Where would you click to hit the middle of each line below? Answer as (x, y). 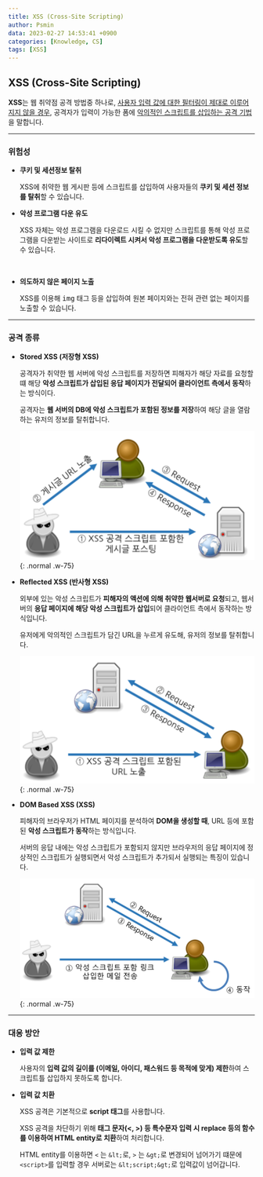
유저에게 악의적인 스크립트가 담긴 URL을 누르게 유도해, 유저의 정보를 (123, 635)
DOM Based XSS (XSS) (57, 804)
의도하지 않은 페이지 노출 (57, 282)
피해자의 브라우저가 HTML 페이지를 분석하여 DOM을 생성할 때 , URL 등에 (130, 821)
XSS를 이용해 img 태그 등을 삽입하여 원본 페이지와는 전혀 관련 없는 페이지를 (135, 298)
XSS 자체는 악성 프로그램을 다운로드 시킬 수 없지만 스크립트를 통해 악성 (128, 230)
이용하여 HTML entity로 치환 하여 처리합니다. (95, 1138)
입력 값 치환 (37, 1095)
